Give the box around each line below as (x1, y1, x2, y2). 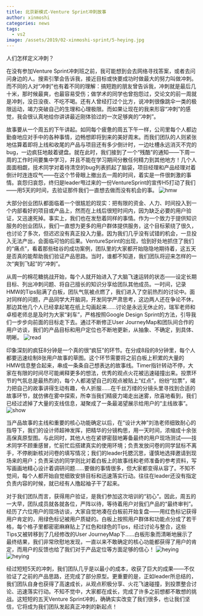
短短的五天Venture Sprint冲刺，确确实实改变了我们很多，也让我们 (22, 595, 185, 603)
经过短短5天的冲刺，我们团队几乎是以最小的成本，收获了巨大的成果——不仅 (6, 565, 195, 572)
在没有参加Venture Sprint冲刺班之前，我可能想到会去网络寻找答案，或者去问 (6, 67, 196, 75)
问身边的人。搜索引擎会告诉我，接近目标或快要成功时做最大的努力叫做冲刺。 (6, 75, 197, 82)
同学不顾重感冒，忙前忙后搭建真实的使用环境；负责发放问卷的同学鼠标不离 (11, 442, 197, 449)
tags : (6, 25, 20, 32)
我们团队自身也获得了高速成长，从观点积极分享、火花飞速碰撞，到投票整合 (6, 580, 192, 587)
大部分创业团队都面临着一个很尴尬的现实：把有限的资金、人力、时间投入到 (6, 200, 192, 206)
